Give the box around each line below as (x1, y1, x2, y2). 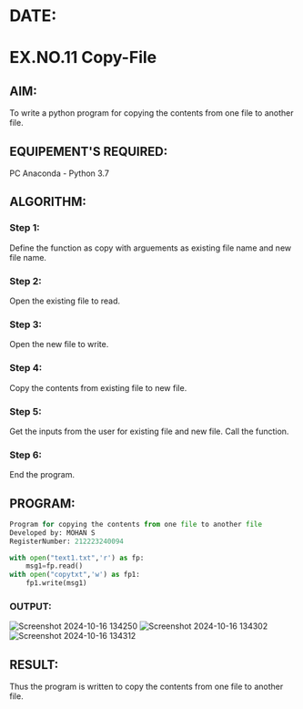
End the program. (9, 469, 76, 480)
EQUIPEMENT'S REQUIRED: (9, 143, 168, 159)
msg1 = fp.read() (25, 561, 84, 570)
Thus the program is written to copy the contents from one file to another (9, 681, 284, 693)
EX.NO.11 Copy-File (9, 47, 157, 68)
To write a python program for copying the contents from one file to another (9, 108, 294, 118)
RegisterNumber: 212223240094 (9, 537, 125, 546)
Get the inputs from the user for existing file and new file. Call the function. (9, 426, 289, 437)
